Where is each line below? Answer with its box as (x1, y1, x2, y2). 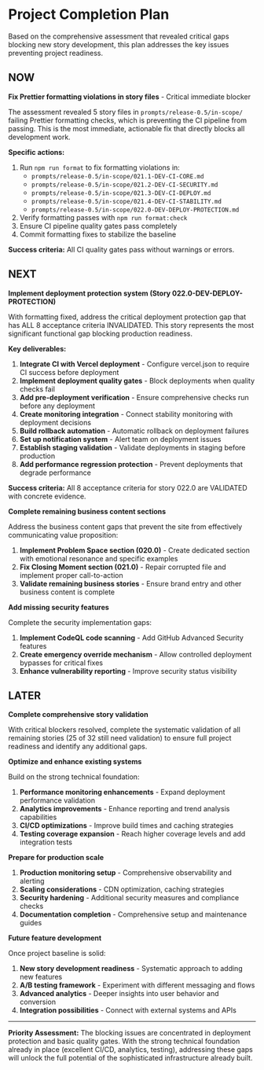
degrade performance (19, 468, 92, 477)
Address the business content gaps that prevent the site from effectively (8, 521, 243, 531)
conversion (19, 997, 57, 1007)
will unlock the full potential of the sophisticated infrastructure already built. (8, 1053, 253, 1063)
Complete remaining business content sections (8, 506, 167, 516)
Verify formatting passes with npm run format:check (19, 212, 188, 222)
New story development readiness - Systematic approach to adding (19, 964, 243, 973)
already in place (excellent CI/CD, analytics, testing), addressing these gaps (8, 1045, 253, 1054)
